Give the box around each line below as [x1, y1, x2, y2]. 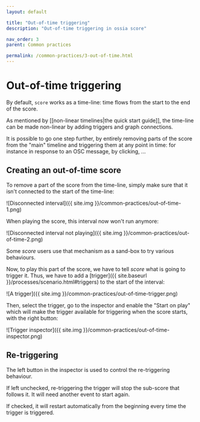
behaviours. [6, 254, 36, 261]
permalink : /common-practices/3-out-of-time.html [6, 53, 134, 59]
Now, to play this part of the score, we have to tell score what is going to [6, 265, 186, 272]
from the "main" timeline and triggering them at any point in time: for [6, 141, 176, 149]
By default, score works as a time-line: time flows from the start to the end [6, 98, 191, 106]
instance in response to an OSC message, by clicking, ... [6, 147, 146, 155]
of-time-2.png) [6, 235, 43, 243]
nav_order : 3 [6, 36, 39, 42]
